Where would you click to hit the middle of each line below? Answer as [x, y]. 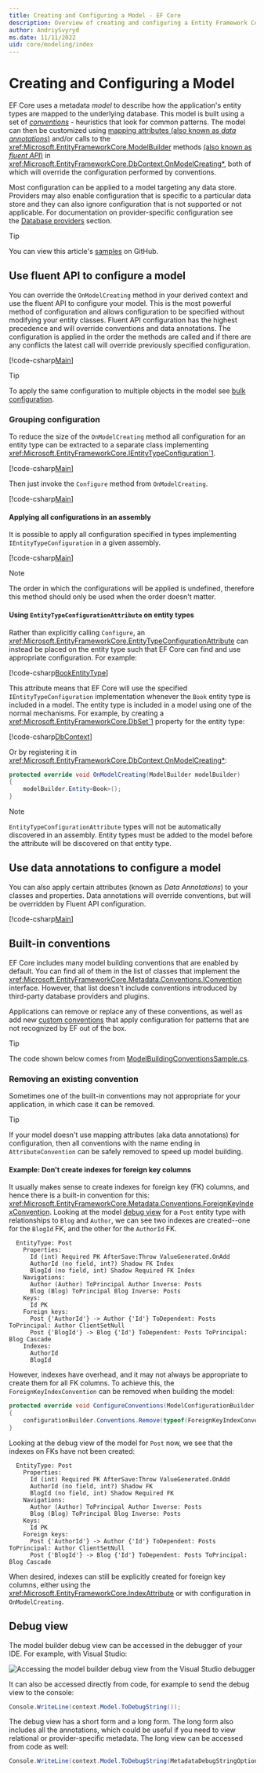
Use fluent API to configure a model [98, 276]
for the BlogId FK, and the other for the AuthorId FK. [93, 1229]
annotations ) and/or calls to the [60, 139]
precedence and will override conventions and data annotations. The [120, 328]
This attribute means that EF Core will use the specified [98, 688]
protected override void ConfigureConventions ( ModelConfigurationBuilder [132, 1406]
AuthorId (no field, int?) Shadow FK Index [102, 1264]
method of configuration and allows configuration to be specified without [127, 311]
